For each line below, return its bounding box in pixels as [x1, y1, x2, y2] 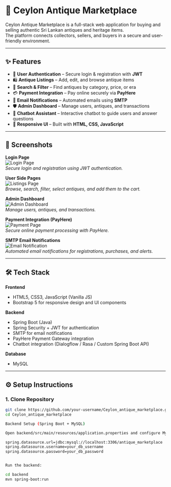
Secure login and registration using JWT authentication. [5, 165, 123, 171]
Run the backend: [5, 463, 42, 468]
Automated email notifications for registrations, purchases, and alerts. [5, 248, 153, 254]
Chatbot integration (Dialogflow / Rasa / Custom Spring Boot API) [12, 341, 149, 347]
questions [12, 115, 34, 121]
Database [5, 351, 26, 357]
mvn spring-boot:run [5, 477, 49, 482]
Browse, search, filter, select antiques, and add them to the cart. [5, 186, 141, 192]
